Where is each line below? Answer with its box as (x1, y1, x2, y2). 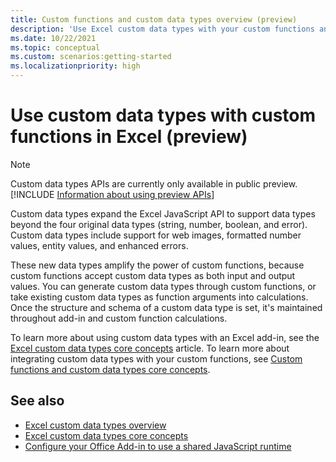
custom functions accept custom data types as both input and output (10, 269, 296, 281)
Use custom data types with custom (10, 104, 317, 127)
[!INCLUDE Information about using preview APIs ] (10, 188, 215, 200)
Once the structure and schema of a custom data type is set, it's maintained (10, 301, 323, 313)
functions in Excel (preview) (10, 126, 248, 148)
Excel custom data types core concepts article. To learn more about (10, 342, 290, 354)
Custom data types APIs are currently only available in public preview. (10, 177, 298, 190)
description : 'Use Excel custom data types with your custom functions (10, 24, 315, 34)
